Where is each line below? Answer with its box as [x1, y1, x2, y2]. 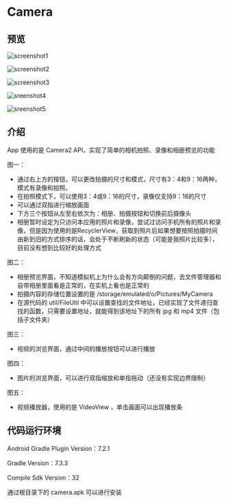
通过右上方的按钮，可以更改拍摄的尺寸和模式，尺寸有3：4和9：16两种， [16, 175, 221, 183]
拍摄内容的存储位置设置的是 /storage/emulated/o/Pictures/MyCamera [16, 289, 214, 298]
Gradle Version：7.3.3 [7, 458, 68, 467]
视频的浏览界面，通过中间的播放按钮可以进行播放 [16, 344, 155, 353]
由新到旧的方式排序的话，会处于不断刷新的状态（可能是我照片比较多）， [16, 234, 218, 243]
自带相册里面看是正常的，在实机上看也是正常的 [16, 281, 149, 289]
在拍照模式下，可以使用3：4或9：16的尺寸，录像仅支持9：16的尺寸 [16, 192, 207, 200]
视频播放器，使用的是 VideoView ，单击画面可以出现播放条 [16, 402, 183, 411]
